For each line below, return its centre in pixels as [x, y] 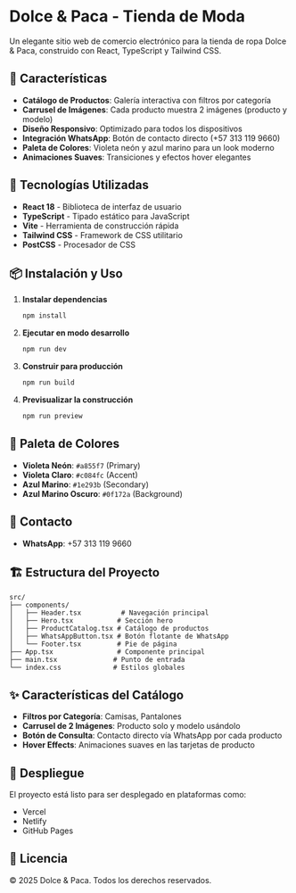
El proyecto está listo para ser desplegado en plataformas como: [128, 794]
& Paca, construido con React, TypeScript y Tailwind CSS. [115, 50]
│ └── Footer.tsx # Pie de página [93, 644]
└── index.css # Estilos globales [97, 668]
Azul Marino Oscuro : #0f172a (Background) [102, 493]
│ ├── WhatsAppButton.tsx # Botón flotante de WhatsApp [119, 637]
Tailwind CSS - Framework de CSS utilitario [102, 235]
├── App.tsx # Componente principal [107, 652]
